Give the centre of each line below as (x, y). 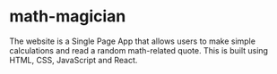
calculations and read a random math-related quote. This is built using (139, 50)
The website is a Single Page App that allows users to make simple (132, 41)
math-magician (68, 16)
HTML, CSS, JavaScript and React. (74, 60)
